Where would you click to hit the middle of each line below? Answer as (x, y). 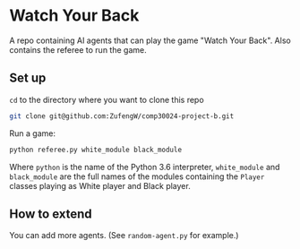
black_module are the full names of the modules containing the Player (137, 176)
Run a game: (33, 133)
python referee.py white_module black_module (95, 150)
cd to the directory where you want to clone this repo (107, 99)
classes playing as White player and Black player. (100, 185)
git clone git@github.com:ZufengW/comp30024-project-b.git (122, 116)
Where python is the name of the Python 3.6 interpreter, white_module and (145, 167)
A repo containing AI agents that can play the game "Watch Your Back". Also (150, 40)
